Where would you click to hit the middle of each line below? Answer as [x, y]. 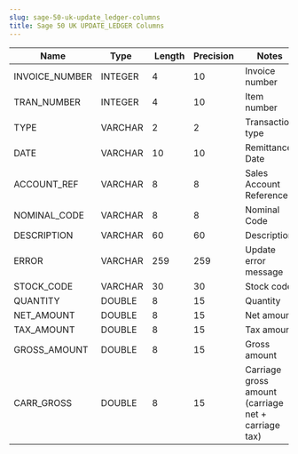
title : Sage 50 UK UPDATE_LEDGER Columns [87, 26]
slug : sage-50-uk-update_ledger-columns [85, 17]
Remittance [269, 147]
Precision [214, 56]
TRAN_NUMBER [47, 101]
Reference [267, 195]
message [264, 272]
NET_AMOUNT [44, 315]
